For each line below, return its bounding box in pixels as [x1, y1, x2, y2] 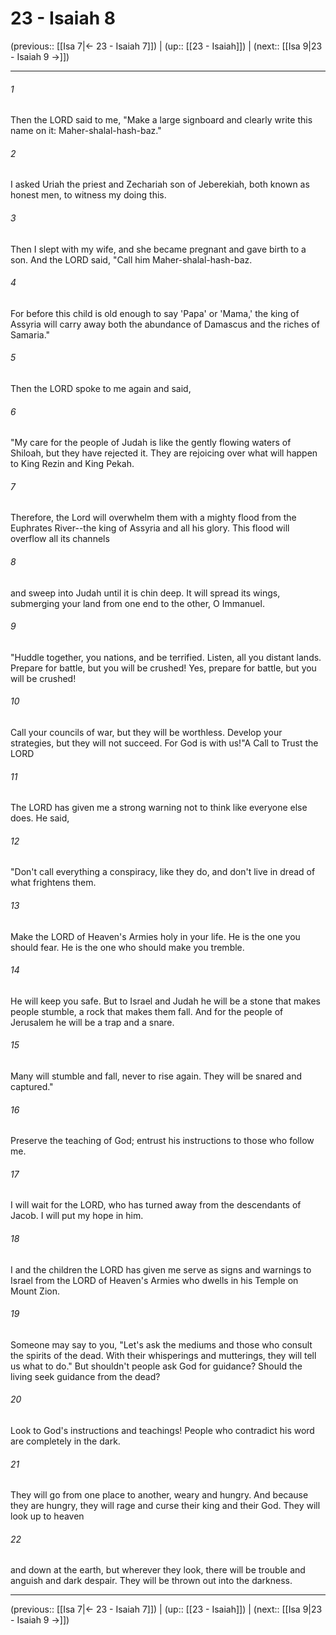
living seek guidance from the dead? [10, 1370, 161, 1382]
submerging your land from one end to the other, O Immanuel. [10, 597, 265, 609]
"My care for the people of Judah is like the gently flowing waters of [10, 437, 292, 449]
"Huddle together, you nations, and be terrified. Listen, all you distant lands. [10, 651, 322, 663]
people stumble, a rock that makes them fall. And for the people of [10, 1005, 284, 1017]
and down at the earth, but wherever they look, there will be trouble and [10, 1564, 306, 1576]
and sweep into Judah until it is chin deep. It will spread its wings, [10, 587, 281, 599]
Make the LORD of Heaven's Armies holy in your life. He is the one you [10, 930, 301, 942]
